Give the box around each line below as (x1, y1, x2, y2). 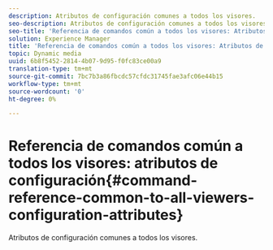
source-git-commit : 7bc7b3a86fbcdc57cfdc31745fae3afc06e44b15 (8, 72, 223, 80)
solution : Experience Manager (8, 34, 111, 43)
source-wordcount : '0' (8, 87, 85, 96)
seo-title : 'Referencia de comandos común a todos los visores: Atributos (8, 27, 267, 35)
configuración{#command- (8, 171, 197, 190)
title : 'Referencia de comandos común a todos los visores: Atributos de (8, 42, 264, 50)
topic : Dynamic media (8, 50, 82, 58)
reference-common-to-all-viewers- (8, 188, 254, 207)
